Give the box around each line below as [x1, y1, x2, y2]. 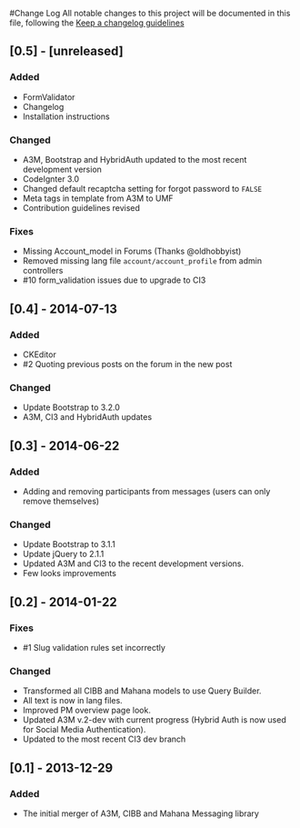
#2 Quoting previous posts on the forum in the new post [22, 358, 233, 369]
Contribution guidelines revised [22, 202, 141, 213]
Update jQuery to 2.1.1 [22, 549, 105, 560]
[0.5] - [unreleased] [9, 44, 125, 59]
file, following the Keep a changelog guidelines [9, 17, 185, 28]
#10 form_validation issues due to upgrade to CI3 [22, 274, 206, 285]
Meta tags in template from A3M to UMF [22, 193, 175, 204]
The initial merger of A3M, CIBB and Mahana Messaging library [22, 808, 259, 819]
